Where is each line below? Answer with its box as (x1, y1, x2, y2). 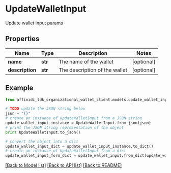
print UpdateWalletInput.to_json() (5, 130, 81, 135)
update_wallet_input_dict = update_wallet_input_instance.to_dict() (5, 144, 154, 149)
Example (5, 84, 34, 92)
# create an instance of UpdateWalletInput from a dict (5, 148, 126, 154)
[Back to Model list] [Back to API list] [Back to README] (5, 162, 122, 168)
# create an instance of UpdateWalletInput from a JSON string (5, 116, 142, 121)
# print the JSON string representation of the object (5, 125, 124, 130)
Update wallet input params (5, 20, 64, 26)
